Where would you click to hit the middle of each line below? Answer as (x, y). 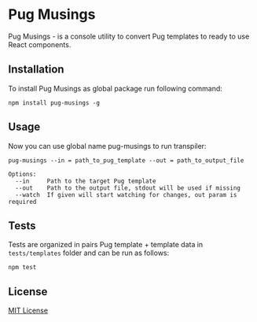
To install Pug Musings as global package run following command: (115, 88)
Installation (36, 70)
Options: (22, 174)
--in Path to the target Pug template (86, 181)
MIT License (28, 311)
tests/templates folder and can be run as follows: (89, 253)
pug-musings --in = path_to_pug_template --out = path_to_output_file (126, 160)
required (22, 202)
